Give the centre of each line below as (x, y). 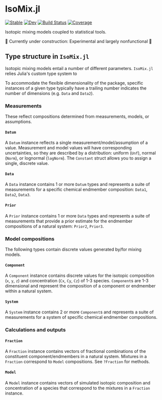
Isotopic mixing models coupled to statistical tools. (56, 32)
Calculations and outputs (36, 330)
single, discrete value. (27, 164)
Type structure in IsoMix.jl (47, 57)
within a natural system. (29, 291)
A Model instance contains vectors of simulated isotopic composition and (78, 382)
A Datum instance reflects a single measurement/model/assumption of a (77, 143)
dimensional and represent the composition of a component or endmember (80, 286)
